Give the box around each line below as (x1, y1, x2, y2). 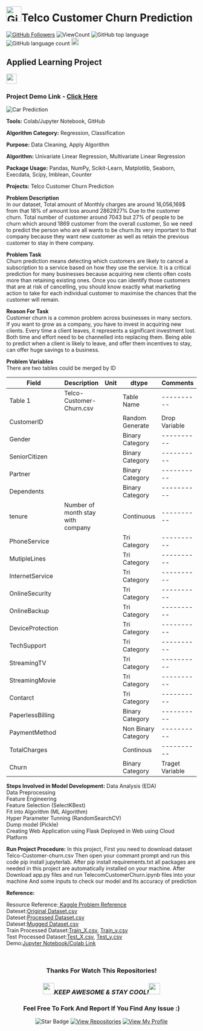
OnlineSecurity (9, 590, 52, 598)
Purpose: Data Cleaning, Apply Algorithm (6, 141, 110, 148)
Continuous (123, 512, 156, 521)
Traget (161, 759, 180, 768)
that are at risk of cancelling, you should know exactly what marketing (6, 283, 181, 290)
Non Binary (123, 724, 155, 733)
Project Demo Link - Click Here (6, 92, 98, 100)
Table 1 (9, 397, 31, 405)
